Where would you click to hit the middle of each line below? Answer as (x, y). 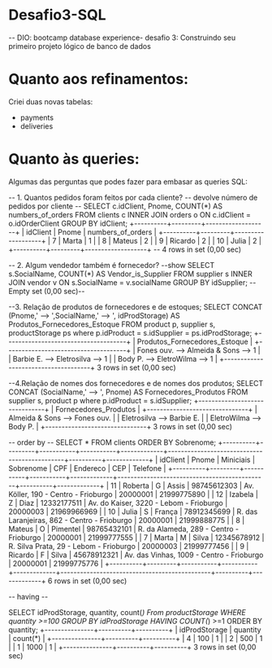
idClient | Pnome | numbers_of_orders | (91, 232)
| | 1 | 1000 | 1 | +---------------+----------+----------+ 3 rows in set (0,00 (132, 647)
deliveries (37, 126)
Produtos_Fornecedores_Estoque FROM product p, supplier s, (112, 324)
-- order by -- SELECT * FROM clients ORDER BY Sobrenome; (112, 442)
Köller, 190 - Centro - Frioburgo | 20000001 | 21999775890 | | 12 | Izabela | (133, 494)
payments (37, 117)
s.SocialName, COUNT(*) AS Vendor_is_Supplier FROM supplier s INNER (131, 274)
